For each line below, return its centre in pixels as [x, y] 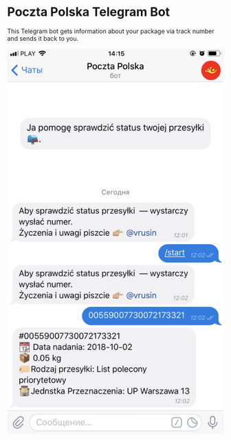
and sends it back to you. [43, 38]
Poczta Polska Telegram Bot [89, 12]
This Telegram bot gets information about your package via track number [111, 31]
